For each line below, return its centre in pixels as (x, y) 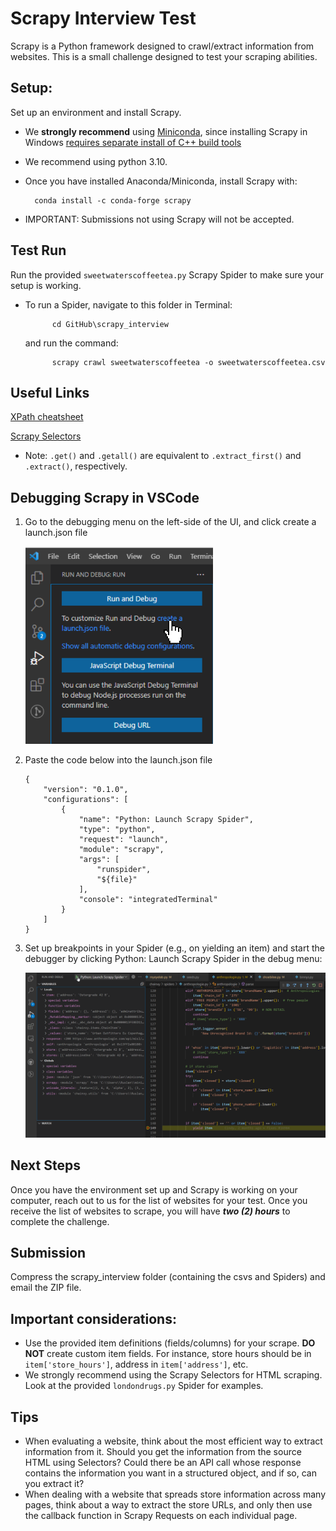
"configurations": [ (86, 800)
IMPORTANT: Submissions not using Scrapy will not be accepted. (159, 219)
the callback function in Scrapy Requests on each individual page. (161, 1516)
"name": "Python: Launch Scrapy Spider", (166, 820)
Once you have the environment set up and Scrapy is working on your (154, 1189)
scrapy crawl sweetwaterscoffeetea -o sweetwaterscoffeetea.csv (188, 362)
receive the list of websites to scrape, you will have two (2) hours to (150, 1211)
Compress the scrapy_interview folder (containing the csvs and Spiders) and (168, 1277)
